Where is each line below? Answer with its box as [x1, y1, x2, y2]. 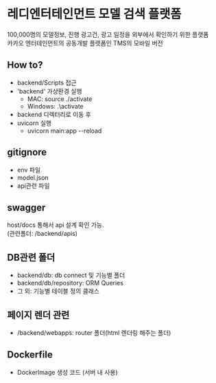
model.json [16, 173, 49, 182]
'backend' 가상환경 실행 [16, 87, 82, 95]
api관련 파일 [16, 182, 50, 190]
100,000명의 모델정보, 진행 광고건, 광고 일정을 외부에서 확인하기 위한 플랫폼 [7, 30, 209, 39]
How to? [7, 59, 43, 71]
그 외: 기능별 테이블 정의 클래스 [16, 287, 99, 296]
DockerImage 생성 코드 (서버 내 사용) [16, 368, 118, 376]
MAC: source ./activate [27, 94, 93, 103]
